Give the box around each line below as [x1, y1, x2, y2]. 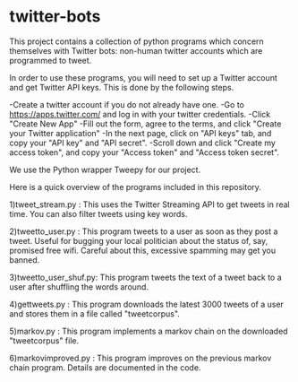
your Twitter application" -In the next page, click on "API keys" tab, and [9, 127, 272, 138]
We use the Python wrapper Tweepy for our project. [9, 164, 201, 175]
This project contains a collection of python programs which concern [9, 36, 264, 47]
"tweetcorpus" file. [9, 334, 80, 346]
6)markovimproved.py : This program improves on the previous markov [9, 352, 272, 363]
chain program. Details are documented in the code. [9, 361, 201, 373]
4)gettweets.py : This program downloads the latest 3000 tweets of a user [9, 299, 285, 309]
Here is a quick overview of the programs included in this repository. [9, 181, 262, 192]
